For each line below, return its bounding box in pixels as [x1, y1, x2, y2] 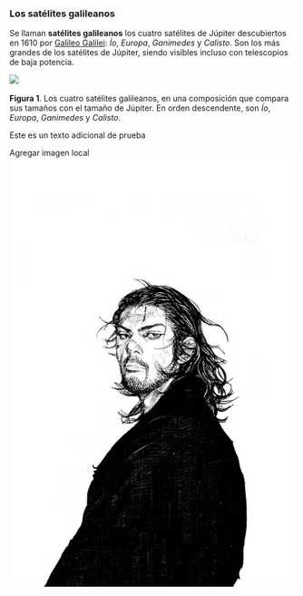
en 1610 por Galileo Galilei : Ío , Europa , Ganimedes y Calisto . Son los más [9, 37, 280, 48]
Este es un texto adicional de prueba [9, 130, 146, 141]
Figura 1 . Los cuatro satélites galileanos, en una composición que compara [9, 93, 289, 104]
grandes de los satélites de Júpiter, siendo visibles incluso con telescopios [9, 47, 288, 58]
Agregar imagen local [9, 148, 90, 159]
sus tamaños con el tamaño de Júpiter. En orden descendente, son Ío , [9, 103, 271, 113]
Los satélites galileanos [9, 7, 115, 20]
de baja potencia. [9, 57, 74, 68]
